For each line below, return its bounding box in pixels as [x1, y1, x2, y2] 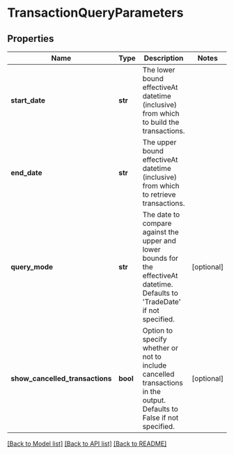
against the [142, 227, 179, 236]
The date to [142, 210, 180, 219]
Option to [142, 326, 173, 335]
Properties [7, 33, 54, 45]
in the [142, 387, 162, 396]
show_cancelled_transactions [10, 374, 112, 383]
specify [142, 335, 167, 344]
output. [142, 395, 166, 405]
